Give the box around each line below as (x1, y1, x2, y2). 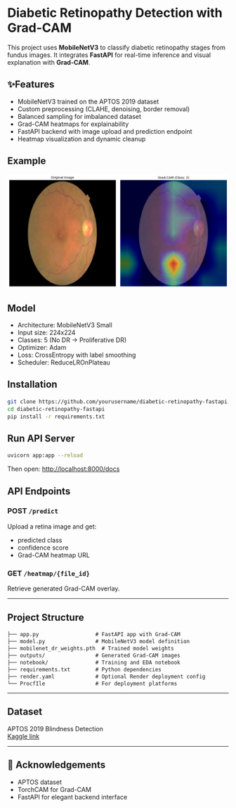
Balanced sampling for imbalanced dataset (17, 112, 142, 120)
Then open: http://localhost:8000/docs (7, 465, 120, 473)
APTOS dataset (17, 778, 62, 786)
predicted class (17, 536, 63, 544)
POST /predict (7, 506, 58, 516)
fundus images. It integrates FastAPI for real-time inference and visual (7, 51, 211, 59)
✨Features (7, 79, 55, 91)
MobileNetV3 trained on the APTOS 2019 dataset (17, 97, 159, 106)
